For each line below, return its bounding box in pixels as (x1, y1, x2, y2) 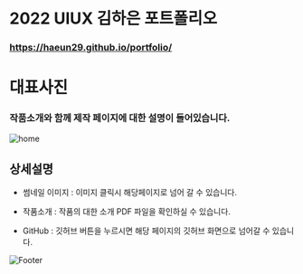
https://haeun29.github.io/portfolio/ (9, 42, 173, 54)
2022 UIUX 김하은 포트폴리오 (9, 8, 218, 29)
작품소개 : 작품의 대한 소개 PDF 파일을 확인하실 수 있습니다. (22, 206, 231, 217)
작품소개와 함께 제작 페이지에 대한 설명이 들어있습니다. (9, 112, 231, 125)
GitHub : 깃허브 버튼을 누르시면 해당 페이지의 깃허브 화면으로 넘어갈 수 (22, 225, 270, 236)
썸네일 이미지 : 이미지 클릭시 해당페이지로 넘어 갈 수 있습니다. (22, 187, 238, 198)
